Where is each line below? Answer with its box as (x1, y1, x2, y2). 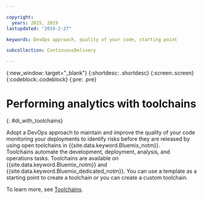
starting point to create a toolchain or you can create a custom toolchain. (6, 174, 188, 181)
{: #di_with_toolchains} (6, 117, 64, 124)
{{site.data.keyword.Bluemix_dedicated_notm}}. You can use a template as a (6, 167, 197, 175)
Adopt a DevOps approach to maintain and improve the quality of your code (6, 129, 196, 137)
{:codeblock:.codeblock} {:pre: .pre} (6, 76, 97, 83)
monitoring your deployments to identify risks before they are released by (6, 135, 190, 143)
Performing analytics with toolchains (6, 97, 197, 111)
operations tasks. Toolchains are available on (6, 155, 119, 162)
